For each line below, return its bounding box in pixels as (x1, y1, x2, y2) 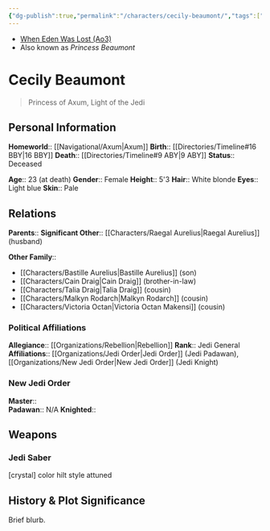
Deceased (8, 159, 43, 169)
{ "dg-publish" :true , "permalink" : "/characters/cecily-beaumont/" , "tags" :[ (8, 11, 261, 20)
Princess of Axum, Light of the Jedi (27, 97, 145, 107)
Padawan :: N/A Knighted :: (8, 404, 96, 414)
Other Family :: (8, 252, 57, 262)
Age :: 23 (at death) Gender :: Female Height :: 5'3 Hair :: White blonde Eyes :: (8, 175, 259, 185)
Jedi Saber (8, 452, 51, 463)
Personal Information (8, 120, 117, 134)
